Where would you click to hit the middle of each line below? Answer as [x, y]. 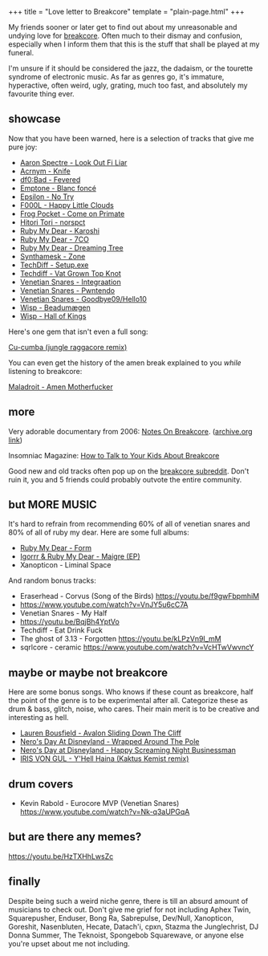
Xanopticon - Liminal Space [65, 565]
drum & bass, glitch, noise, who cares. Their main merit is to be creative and [134, 709]
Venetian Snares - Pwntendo [67, 290]
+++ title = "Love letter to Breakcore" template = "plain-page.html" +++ [126, 12]
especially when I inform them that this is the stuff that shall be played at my [134, 44]
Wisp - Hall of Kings [53, 315]
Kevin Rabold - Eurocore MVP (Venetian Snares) [99, 803]
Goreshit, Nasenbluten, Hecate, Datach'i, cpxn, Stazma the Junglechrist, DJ [134, 926]
